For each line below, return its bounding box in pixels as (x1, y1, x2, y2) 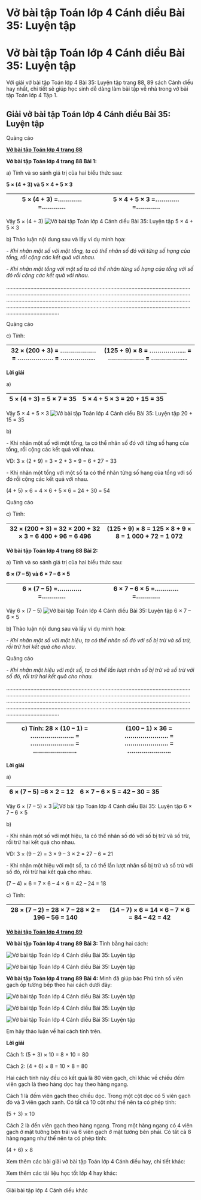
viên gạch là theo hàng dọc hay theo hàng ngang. (6, 1081, 129, 1088)
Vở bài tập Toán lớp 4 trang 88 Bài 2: (6, 547, 98, 554)
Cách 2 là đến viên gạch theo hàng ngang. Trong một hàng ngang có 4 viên (6, 1121, 193, 1129)
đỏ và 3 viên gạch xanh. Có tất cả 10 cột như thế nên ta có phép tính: (6, 1099, 176, 1106)
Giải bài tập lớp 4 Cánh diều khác (6, 1186, 88, 1194)
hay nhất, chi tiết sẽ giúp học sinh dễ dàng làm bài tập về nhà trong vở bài (6, 85, 188, 92)
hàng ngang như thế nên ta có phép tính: (6, 1135, 107, 1142)
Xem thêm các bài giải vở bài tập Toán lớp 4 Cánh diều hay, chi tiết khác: (6, 1157, 185, 1165)
